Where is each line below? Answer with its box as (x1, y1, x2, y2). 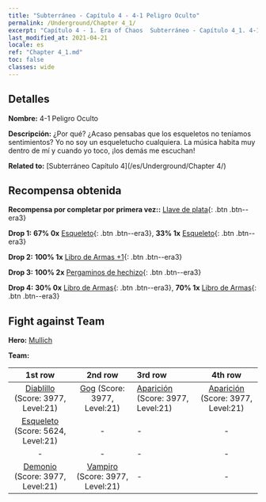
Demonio (23, 461, 57, 472)
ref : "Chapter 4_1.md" (8, 48, 83, 56)
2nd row (86, 370, 119, 381)
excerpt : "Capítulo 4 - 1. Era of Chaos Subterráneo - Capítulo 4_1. (8, 26, 246, 34)
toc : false (8, 56, 44, 64)
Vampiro (86, 461, 119, 472)
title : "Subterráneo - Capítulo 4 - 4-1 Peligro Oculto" (8, 11, 200, 20)
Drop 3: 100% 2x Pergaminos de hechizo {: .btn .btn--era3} (8, 268, 202, 277)
